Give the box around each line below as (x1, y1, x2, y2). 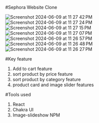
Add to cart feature (12, 66, 53, 72)
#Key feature (5, 56, 32, 62)
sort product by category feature (12, 77, 81, 82)
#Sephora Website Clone (5, 5, 57, 10)
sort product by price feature (12, 71, 73, 77)
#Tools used (5, 92, 31, 97)
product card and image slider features (12, 82, 94, 88)
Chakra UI (12, 107, 34, 112)
